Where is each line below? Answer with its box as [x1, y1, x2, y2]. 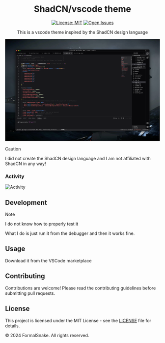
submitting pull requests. [5, 290, 55, 296]
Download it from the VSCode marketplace [5, 257, 92, 263]
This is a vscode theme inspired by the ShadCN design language [17, 29, 148, 35]
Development [5, 198, 48, 207]
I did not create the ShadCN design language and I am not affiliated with [5, 155, 151, 161]
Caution [5, 146, 21, 152]
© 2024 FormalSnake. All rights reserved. [5, 332, 89, 338]
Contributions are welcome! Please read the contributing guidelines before [5, 285, 156, 291]
